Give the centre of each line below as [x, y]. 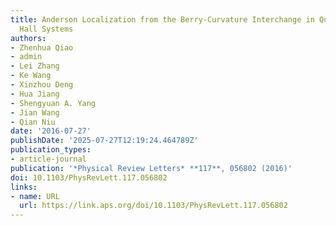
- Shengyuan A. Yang [53, 103]
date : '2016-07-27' [51, 131]
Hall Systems [46, 29]
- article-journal [48, 159]
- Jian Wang [35, 112]
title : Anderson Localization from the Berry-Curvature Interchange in [162, 19]
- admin [26, 57]
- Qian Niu [33, 122]
